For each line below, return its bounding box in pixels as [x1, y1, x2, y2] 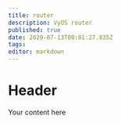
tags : [8, 41, 26, 49]
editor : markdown [8, 48, 65, 56]
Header [8, 81, 57, 99]
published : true [8, 26, 61, 34]
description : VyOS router [8, 19, 92, 27]
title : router [8, 11, 55, 20]
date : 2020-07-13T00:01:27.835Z [8, 33, 113, 42]
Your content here [8, 107, 66, 117]
